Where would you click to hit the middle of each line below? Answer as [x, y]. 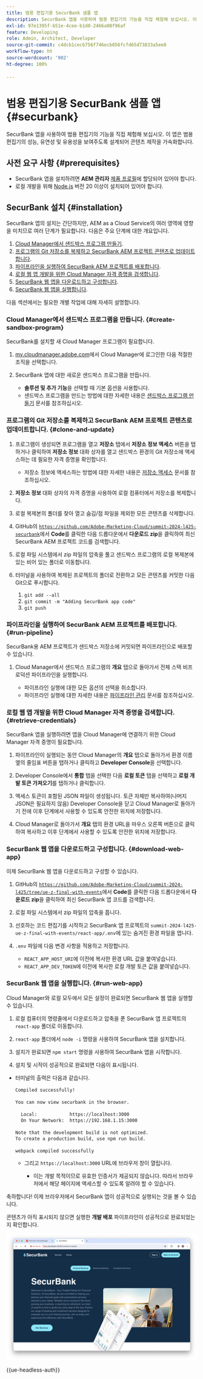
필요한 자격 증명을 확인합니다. [73, 459]
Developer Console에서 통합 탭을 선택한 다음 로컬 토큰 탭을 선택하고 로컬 [102, 775]
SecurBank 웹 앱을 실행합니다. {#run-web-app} [75, 983]
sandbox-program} [35, 327]
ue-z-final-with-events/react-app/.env [65, 933]
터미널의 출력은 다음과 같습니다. [52, 1078]
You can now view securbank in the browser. [72, 1102]
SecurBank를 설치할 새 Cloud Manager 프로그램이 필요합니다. [80, 341]
